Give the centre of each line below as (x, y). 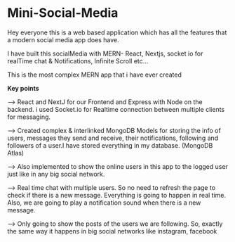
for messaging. (29, 117)
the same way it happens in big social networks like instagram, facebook (112, 231)
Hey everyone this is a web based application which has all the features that (117, 32)
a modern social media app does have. (63, 39)
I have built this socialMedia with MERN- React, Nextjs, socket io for (105, 53)
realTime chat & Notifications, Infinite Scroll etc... (78, 60)
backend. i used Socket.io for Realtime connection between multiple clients (116, 109)
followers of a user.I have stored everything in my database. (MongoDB (110, 145)
